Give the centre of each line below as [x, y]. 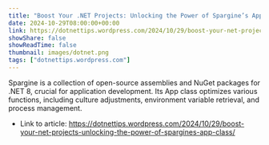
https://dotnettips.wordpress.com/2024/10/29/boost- [157, 123]
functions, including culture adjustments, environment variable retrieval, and [134, 100]
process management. [45, 108]
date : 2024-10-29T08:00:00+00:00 [64, 23]
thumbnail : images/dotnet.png [59, 53]
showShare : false [37, 38]
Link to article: [43, 123]
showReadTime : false [43, 45]
